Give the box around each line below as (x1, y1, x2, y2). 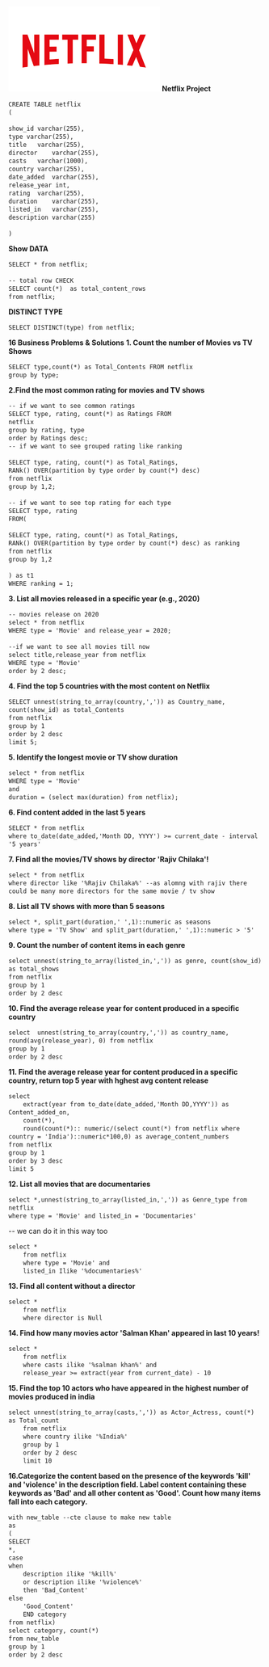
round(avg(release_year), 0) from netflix (8, 1037, 153, 1045)
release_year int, (8, 181, 70, 189)
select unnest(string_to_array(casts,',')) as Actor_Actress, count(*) (8, 1408, 254, 1417)
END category (23, 1610, 67, 1619)
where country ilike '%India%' (23, 1433, 128, 1441)
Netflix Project (161, 84, 212, 93)
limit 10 (23, 1457, 53, 1465)
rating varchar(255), (8, 189, 85, 197)
